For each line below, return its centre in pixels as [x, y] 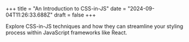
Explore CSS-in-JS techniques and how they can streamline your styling [94, 26]
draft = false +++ [75, 15]
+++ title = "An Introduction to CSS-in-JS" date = [66, 9]
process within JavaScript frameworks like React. [66, 33]
